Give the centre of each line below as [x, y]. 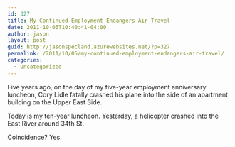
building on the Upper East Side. [55, 102]
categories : [25, 60]
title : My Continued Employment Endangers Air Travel [89, 21]
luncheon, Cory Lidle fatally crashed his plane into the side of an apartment [118, 94]
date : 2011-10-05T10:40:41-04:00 [57, 27]
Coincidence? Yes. [35, 137]
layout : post [27, 40]
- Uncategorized [38, 67]
